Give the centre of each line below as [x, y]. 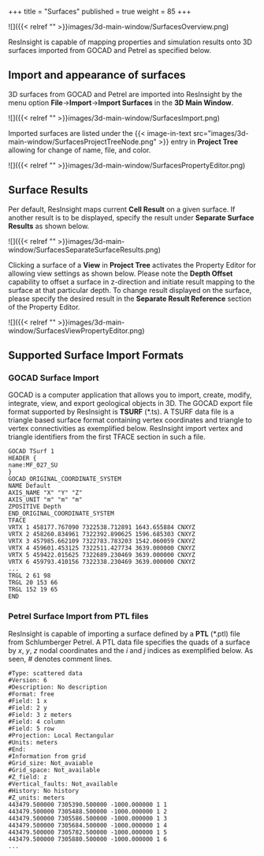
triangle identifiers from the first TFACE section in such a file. [107, 437]
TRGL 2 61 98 [30, 576]
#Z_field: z [28, 777]
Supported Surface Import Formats [96, 356]
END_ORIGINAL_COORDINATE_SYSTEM [61, 514]
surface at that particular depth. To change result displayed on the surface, [130, 290]
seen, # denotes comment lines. [60, 659]
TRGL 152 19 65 [33, 590]
